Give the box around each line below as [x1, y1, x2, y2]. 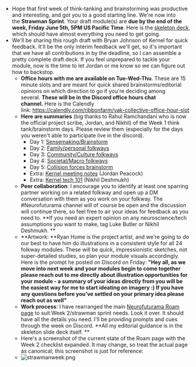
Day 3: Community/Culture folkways [29, 151, 119, 158]
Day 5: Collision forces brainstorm [29, 164, 113, 171]
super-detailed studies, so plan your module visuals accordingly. [20, 252, 180, 259]
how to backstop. [11, 69, 55, 75]
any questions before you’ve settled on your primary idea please [20, 291, 185, 297]
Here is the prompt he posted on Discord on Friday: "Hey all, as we [20, 259, 186, 266]
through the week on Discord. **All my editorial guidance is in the [20, 322, 183, 329]
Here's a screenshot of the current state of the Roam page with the [20, 335, 186, 342]
